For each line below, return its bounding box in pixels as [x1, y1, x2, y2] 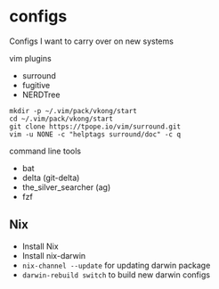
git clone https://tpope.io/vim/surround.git [9, 122, 181, 131]
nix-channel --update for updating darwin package [21, 260, 211, 270]
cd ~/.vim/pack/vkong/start [9, 114, 114, 123]
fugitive [21, 79, 51, 90]
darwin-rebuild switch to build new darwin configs [21, 269, 211, 280]
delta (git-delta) [21, 172, 80, 183]
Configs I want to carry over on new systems [9, 36, 174, 46]
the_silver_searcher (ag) [21, 181, 111, 193]
